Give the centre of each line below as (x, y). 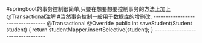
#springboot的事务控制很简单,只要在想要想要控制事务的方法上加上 (89, 9)
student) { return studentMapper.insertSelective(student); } (80, 30)
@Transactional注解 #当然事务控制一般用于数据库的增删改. (79, 16)
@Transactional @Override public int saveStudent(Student (119, 23)
